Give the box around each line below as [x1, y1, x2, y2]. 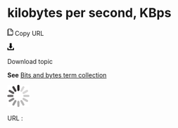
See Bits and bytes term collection [7, 70, 107, 79]
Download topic [7, 57, 53, 65]
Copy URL [14, 29, 44, 37]
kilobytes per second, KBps [7, 5, 172, 21]
